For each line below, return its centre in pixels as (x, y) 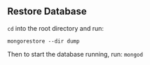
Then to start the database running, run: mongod (75, 54)
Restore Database (47, 12)
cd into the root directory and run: (55, 28)
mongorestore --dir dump (43, 41)
